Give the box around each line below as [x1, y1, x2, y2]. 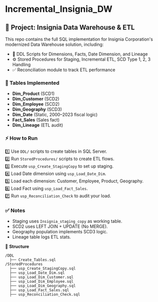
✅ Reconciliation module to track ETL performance [12, 67, 116, 73]
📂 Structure [5, 243, 30, 249]
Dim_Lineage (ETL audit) [12, 122, 63, 128]
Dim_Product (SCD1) [12, 90, 55, 97]
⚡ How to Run [5, 135, 38, 142]
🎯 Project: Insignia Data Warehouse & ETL [5, 23, 135, 32]
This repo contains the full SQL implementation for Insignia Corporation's [5, 36, 154, 42]
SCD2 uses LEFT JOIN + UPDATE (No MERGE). [12, 223, 108, 229]
